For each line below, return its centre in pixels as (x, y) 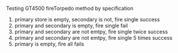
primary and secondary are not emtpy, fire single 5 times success (93, 38)
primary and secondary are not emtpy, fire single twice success (91, 32)
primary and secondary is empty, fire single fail (71, 26)
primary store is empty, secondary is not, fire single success (87, 19)
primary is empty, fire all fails (49, 44)
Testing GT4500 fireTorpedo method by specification (70, 8)
